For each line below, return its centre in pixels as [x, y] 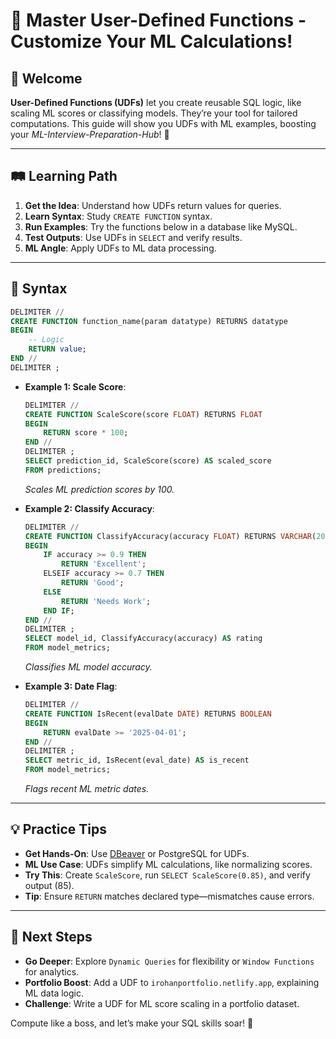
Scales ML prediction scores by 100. [99, 489]
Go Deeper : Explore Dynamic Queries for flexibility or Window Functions [169, 961]
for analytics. [52, 971]
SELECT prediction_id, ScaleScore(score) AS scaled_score [148, 461]
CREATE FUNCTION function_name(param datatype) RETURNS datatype [149, 321]
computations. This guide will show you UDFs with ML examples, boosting [163, 123]
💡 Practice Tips [59, 829]
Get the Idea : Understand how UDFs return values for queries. [153, 205]
